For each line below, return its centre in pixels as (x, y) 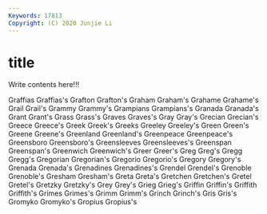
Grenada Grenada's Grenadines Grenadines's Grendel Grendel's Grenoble (130, 168)
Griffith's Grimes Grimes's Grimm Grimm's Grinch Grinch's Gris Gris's (123, 193)
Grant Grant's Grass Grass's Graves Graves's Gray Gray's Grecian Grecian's (133, 117)
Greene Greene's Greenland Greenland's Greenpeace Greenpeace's (121, 134)
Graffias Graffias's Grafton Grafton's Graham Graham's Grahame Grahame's (133, 100)
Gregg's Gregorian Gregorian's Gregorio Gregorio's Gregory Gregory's (125, 160)
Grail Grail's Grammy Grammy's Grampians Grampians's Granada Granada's (134, 109)
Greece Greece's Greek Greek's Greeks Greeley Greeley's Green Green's (129, 125)
